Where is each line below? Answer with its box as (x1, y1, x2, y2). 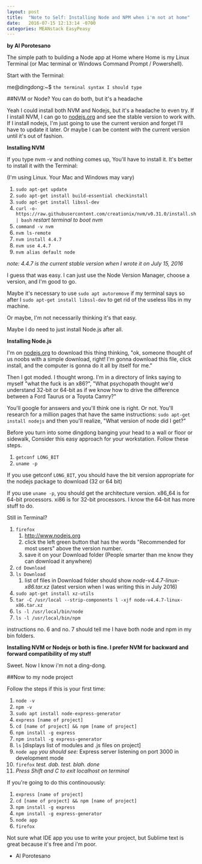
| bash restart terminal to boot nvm (15, 216, 103, 223)
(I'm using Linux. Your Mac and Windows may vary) (7, 174, 135, 181)
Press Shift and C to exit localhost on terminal (15, 767, 130, 774)
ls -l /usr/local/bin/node (15, 609, 84, 615)
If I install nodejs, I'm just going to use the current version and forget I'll (7, 120, 183, 127)
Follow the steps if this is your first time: (7, 685, 106, 692)
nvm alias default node (15, 249, 76, 256)
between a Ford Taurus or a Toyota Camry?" (7, 393, 117, 400)
